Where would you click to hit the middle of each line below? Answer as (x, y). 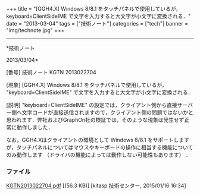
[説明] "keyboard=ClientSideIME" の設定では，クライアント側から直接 (92, 105)
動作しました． (35, 127)
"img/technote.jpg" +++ (35, 30)
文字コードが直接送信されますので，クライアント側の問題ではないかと (107, 112)
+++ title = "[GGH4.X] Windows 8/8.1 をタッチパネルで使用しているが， (94, 9)
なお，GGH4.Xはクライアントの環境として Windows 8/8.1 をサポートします (98, 140)
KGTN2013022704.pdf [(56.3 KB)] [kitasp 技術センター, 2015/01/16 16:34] (96, 185)
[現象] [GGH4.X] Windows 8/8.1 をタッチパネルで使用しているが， (87, 85)
